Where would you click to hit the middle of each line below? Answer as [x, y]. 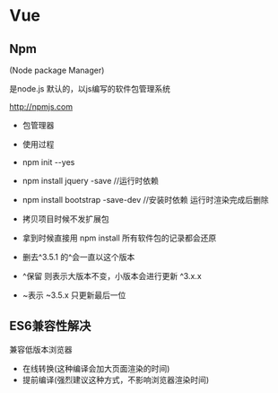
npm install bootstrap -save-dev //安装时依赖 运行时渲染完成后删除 [145, 200]
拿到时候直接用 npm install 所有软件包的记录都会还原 [119, 238]
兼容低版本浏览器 [41, 349]
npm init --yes [48, 162]
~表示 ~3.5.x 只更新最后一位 [74, 295]
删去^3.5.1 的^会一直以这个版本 [78, 257]
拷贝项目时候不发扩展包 [65, 219]
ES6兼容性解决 [50, 326]
